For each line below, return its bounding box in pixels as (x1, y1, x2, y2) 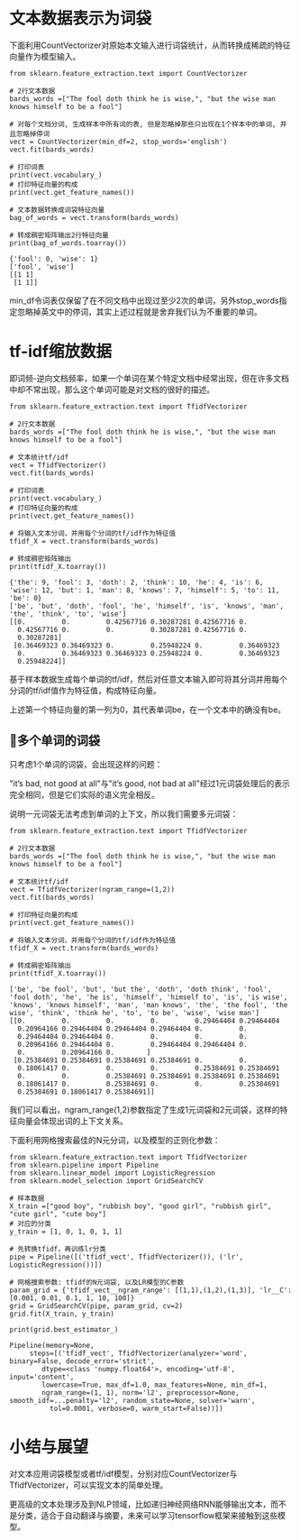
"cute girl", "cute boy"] (9, 1209, 106, 1218)
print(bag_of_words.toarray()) (9, 238, 127, 248)
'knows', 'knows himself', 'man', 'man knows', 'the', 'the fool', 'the (9, 1000, 288, 1010)
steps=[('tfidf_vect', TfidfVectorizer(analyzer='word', (29, 1349, 248, 1358)
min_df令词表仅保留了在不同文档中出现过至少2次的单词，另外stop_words (9, 295, 279, 306)
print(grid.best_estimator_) (9, 1325, 119, 1334)
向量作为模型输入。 (9, 50, 81, 61)
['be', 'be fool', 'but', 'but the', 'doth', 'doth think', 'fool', (9, 985, 272, 994)
